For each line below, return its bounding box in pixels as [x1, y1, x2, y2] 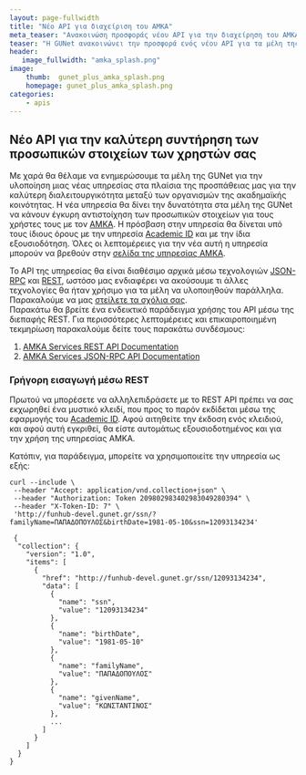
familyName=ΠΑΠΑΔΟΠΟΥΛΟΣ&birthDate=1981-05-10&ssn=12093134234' [9, 518, 259, 527]
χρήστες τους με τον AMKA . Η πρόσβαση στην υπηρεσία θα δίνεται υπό [9, 219, 282, 230]
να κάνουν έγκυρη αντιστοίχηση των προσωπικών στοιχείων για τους [9, 209, 275, 220]
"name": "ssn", [57, 598, 117, 607]
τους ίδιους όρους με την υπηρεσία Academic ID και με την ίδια [9, 229, 250, 240]
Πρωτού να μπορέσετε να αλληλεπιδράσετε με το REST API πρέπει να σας [9, 394, 294, 406]
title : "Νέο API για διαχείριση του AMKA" [9, 22, 173, 31]
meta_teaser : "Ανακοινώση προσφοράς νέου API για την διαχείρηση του [9, 30, 280, 39]
